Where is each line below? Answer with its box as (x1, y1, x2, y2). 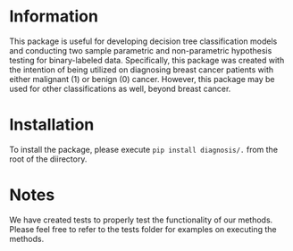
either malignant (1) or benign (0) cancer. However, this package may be (9, 73, 275, 84)
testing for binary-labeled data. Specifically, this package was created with (9, 54, 285, 65)
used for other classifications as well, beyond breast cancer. (9, 83, 231, 94)
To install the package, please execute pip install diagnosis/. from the (9, 144, 279, 155)
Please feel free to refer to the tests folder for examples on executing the (9, 223, 277, 234)
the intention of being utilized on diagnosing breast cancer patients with (9, 64, 274, 75)
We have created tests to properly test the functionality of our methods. (9, 214, 273, 225)
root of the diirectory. (9, 154, 88, 164)
